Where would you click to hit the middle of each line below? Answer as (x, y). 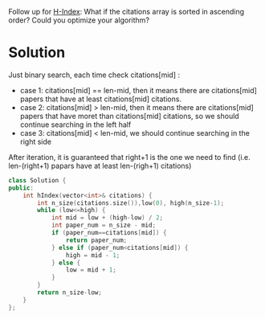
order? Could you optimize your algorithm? (79, 20)
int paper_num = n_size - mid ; (104, 225)
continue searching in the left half (75, 125)
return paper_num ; (96, 240)
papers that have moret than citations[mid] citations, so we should (129, 116)
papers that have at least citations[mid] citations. (101, 99)
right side (36, 141)
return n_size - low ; (70, 292)
